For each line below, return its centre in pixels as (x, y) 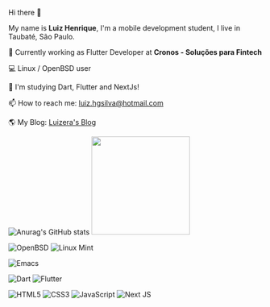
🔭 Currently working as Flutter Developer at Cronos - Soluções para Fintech (135, 52)
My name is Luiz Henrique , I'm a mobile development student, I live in (124, 28)
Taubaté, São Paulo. (42, 37)
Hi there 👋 (25, 12)
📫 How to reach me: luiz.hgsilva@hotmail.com (86, 103)
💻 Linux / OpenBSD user (50, 68)
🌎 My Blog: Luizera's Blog (52, 122)
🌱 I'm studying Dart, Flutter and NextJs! (74, 87)
